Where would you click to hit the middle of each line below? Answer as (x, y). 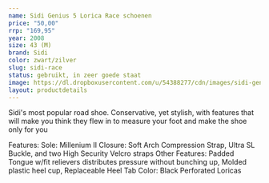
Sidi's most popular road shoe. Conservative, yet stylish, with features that (131, 113)
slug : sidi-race (35, 68)
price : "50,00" (34, 23)
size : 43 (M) (30, 46)
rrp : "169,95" (32, 30)
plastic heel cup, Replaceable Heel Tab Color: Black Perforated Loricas (125, 171)
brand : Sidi (28, 53)
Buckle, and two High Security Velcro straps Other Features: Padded (121, 153)
